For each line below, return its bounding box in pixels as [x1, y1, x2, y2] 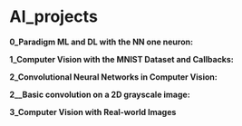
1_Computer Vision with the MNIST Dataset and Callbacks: [9, 53, 234, 64]
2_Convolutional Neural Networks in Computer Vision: [9, 71, 218, 82]
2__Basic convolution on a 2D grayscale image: [9, 89, 190, 100]
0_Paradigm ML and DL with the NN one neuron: [9, 36, 193, 47]
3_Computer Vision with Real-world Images [9, 106, 177, 117]
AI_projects [9, 6, 98, 27]
